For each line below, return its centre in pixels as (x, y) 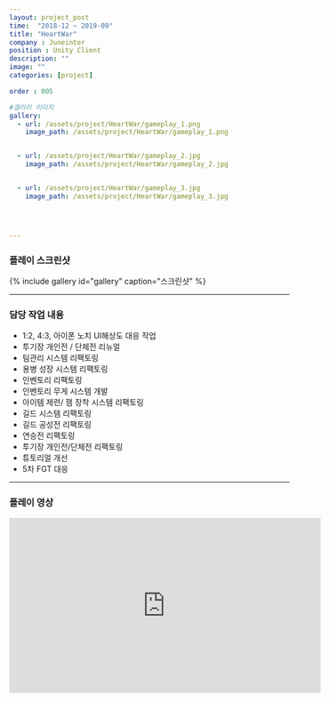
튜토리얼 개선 (45, 458)
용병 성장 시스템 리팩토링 (65, 369)
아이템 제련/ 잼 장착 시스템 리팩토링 (83, 403)
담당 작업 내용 (37, 315)
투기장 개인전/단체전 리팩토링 (72, 447)
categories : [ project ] (51, 76)
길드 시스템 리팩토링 (56, 413)
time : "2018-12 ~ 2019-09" (61, 26)
